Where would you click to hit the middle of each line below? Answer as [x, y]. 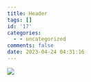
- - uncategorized [40, 39]
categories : [24, 33]
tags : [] [20, 20]
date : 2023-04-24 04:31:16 [46, 52]
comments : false [30, 45]
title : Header [28, 13]
